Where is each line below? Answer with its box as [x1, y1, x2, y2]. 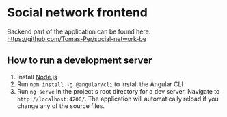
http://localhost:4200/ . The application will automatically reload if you [16, 94, 219, 103]
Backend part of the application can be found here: [7, 27, 151, 36]
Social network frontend [7, 5, 148, 21]
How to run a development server [7, 55, 152, 66]
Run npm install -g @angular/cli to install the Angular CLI [16, 80, 183, 88]
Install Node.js [16, 73, 57, 81]
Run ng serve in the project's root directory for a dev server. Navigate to [16, 87, 220, 95]
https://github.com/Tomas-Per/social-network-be [7, 34, 147, 42]
